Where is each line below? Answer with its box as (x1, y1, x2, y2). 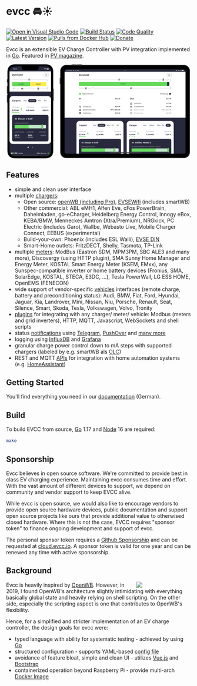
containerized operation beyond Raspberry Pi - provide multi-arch (14, 667, 175, 674)
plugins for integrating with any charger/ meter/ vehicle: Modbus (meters (14, 310, 191, 317)
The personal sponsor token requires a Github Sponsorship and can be (6, 536, 178, 543)
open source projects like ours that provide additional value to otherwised (6, 512, 185, 519)
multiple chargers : (14, 192, 59, 199)
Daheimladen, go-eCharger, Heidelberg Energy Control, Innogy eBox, (23, 210, 192, 217)
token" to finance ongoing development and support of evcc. (6, 524, 154, 532)
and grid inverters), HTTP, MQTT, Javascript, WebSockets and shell (14, 317, 179, 324)
